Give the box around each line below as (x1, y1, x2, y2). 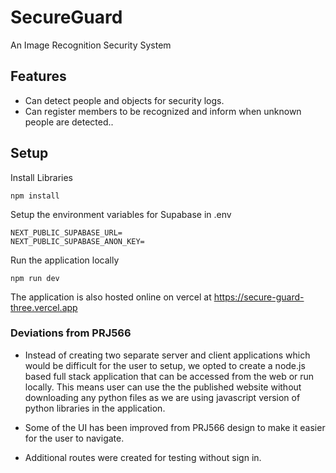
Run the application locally (10, 254, 120, 266)
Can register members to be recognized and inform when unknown (24, 105, 302, 117)
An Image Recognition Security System (10, 39, 172, 51)
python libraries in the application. (24, 402, 166, 414)
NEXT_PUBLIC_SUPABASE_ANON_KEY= (10, 236, 145, 246)
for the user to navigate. (24, 432, 125, 444)
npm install (10, 191, 60, 201)
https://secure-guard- (213, 291, 305, 303)
